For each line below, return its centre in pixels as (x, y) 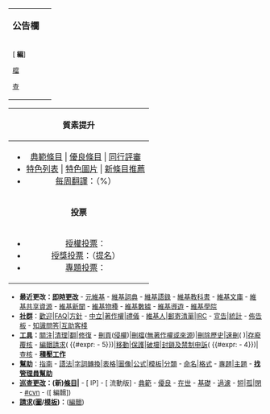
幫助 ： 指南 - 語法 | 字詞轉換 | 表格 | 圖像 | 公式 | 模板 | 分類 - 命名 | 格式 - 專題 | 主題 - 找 (140, 363)
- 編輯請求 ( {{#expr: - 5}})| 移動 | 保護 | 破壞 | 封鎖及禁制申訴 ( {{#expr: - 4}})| (146, 344)
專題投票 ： (86, 267)
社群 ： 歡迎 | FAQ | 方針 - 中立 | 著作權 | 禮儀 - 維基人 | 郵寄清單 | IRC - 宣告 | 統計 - (133, 316)
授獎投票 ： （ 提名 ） (86, 255)
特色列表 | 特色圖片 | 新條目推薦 (86, 168)
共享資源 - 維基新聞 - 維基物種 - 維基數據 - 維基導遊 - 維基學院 (122, 306)
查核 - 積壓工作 (43, 354)
